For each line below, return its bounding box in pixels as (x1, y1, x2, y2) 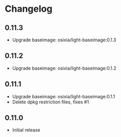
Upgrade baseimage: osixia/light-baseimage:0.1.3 (12, 37, 116, 43)
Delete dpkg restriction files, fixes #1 (12, 99, 89, 105)
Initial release (12, 127, 40, 133)
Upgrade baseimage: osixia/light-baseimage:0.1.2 (12, 65, 117, 71)
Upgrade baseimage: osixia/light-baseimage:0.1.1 (12, 93, 115, 99)
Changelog (5, 3, 53, 15)
